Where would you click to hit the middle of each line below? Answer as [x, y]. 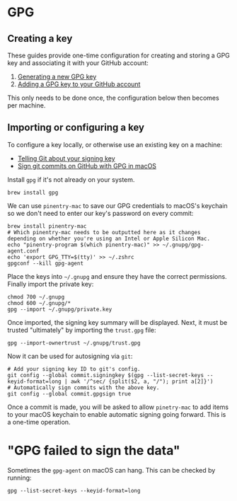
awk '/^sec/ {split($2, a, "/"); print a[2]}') [142, 381]
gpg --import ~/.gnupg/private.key [60, 309]
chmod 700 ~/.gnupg [36, 297]
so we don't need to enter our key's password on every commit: [100, 213]
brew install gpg [33, 192]
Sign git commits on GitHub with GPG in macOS [87, 166]
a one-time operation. [39, 422]
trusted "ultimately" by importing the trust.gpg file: [82, 330]
